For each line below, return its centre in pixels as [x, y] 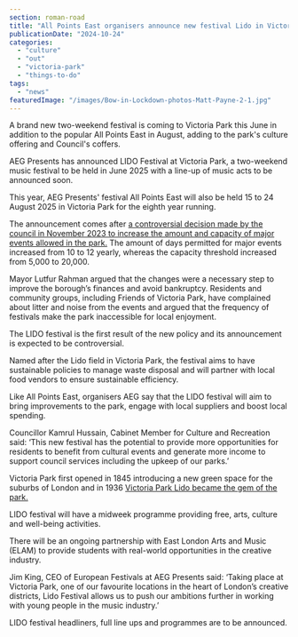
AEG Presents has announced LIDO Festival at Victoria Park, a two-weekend [149, 162]
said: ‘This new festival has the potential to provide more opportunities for [144, 442]
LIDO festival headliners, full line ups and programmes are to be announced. [149, 623]
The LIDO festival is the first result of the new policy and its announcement [145, 334]
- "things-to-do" [49, 76]
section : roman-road [47, 17]
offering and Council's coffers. [65, 144]
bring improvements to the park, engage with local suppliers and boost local [148, 406]
